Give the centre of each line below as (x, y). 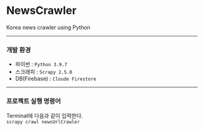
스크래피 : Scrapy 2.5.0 (44, 72)
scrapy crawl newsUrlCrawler (43, 122)
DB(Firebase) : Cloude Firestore (56, 79)
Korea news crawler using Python (49, 27)
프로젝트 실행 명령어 (34, 101)
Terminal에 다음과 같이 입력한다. (45, 115)
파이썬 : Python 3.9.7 (41, 64)
